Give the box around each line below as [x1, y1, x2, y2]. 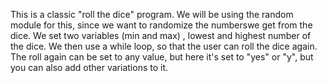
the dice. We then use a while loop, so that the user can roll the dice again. [10, 40, 318, 52]
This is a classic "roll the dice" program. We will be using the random [10, 9, 294, 20]
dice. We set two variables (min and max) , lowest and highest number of [10, 30, 312, 41]
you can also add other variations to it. [10, 62, 169, 73]
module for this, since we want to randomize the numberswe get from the [10, 19, 313, 31]
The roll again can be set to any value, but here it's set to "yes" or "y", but [10, 51, 314, 63]
